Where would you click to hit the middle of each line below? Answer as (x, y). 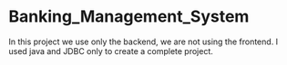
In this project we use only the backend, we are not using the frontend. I (143, 42)
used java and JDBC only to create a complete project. (111, 51)
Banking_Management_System (129, 17)
